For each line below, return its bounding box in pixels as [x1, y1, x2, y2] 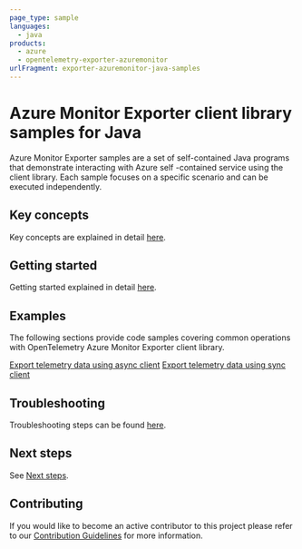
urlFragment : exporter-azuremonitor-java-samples [9, 64, 201, 74]
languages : [9, 22, 51, 31]
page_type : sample [9, 13, 79, 23]
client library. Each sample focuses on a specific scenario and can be [9, 172, 269, 182]
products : [9, 38, 47, 48]
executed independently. [9, 181, 102, 191]
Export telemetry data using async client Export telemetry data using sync [9, 359, 287, 370]
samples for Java [9, 123, 142, 143]
